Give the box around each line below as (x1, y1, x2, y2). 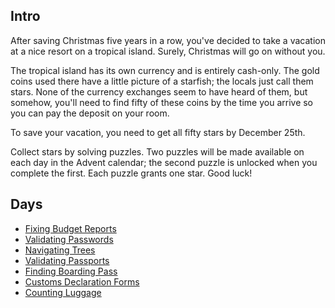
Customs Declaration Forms (24, 275, 140, 288)
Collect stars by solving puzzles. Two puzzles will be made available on (10, 145, 305, 158)
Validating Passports (24, 254, 110, 266)
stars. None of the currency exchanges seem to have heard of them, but (10, 85, 308, 98)
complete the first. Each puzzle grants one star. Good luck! (10, 167, 253, 179)
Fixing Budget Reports (24, 222, 117, 234)
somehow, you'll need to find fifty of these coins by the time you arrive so (10, 96, 314, 108)
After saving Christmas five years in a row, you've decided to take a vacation (10, 34, 326, 46)
